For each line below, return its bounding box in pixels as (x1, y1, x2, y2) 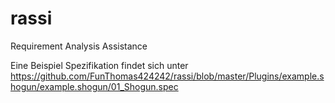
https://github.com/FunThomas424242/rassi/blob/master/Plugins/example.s (10, 70, 325, 82)
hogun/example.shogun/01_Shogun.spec (10, 80, 179, 92)
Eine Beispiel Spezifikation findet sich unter (10, 59, 189, 71)
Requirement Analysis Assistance (10, 40, 148, 52)
